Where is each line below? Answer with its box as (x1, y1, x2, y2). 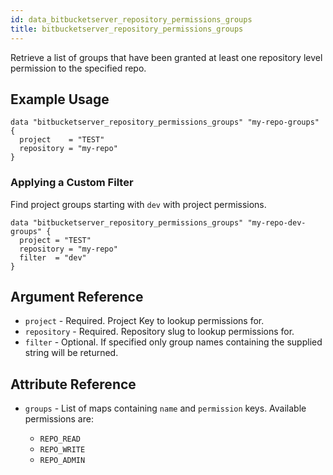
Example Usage (10, 91, 110, 108)
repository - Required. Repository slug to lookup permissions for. (24, 326, 295, 338)
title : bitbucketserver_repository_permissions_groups (10, 24, 244, 34)
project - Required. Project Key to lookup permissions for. (24, 315, 265, 327)
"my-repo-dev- (247, 217, 307, 228)
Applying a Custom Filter (10, 176, 134, 190)
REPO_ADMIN (39, 456, 86, 466)
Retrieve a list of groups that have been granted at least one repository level (10, 51, 323, 63)
